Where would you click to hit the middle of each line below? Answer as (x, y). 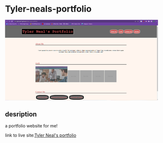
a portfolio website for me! (31, 126)
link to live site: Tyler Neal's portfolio (41, 135)
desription (21, 114)
